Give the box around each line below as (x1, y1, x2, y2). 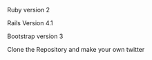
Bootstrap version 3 (7, 32, 64, 40)
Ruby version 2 (7, 6, 50, 14)
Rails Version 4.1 (7, 19, 53, 27)
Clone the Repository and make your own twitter (7, 46, 145, 53)
